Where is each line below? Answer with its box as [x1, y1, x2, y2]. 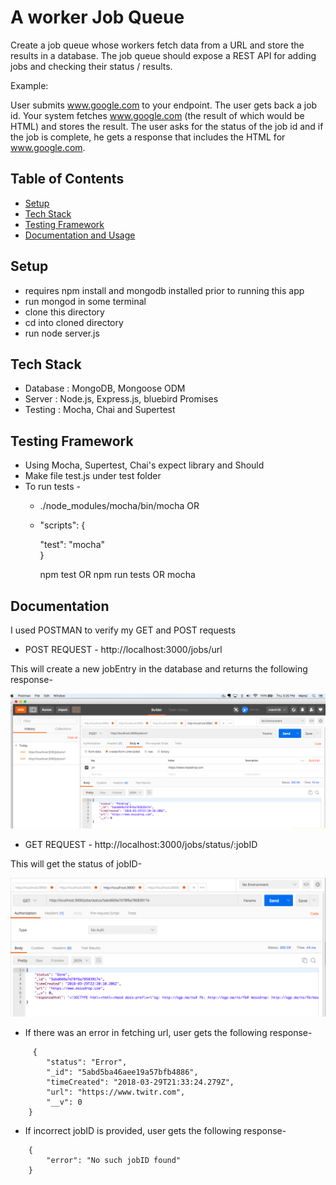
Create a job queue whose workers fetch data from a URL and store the [10, 39, 305, 51]
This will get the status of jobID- [10, 857, 143, 870]
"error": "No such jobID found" [46, 1156, 182, 1166]
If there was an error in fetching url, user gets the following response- [24, 1027, 313, 1039]
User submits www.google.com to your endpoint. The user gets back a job [10, 99, 318, 111]
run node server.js [24, 327, 100, 339]
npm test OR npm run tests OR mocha [39, 569, 196, 581]
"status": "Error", [46, 1057, 128, 1068]
